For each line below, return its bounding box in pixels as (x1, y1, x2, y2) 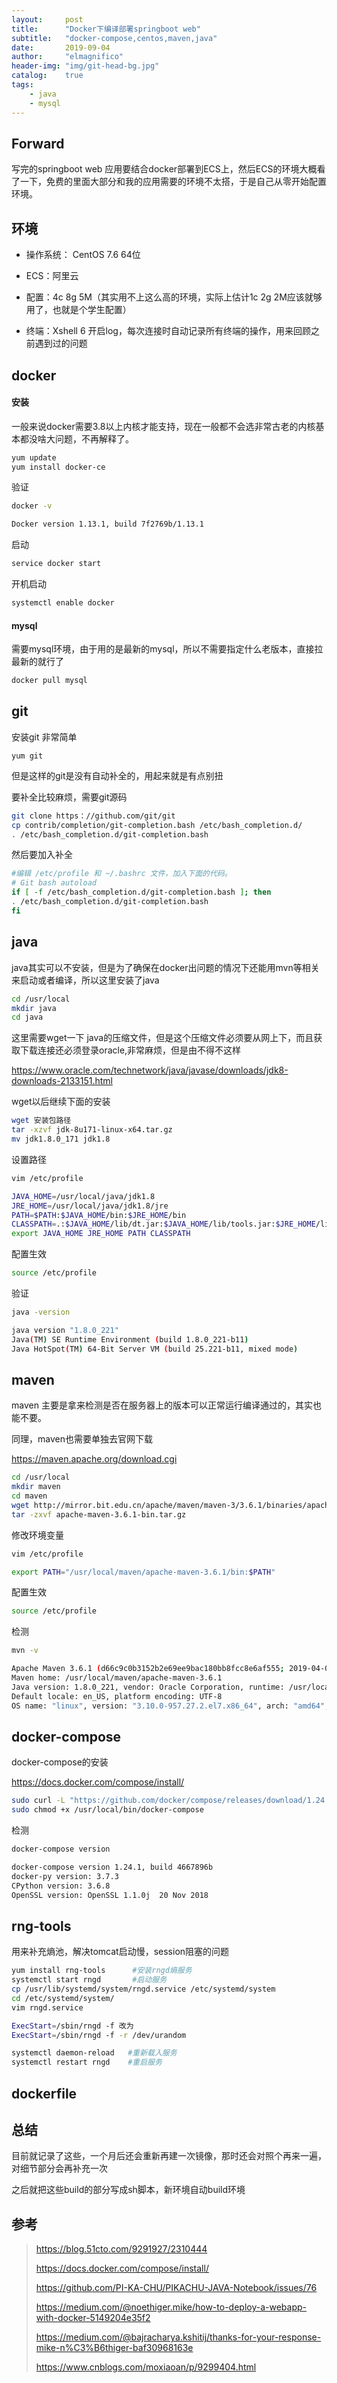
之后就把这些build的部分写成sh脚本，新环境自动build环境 (11, 2184, 246, 2196)
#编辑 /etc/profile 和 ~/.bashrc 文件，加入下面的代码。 (11, 869, 233, 879)
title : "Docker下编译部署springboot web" (11, 24, 201, 34)
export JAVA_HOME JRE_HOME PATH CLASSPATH (11, 1229, 191, 1239)
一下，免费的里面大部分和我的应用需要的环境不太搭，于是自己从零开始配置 (19, 176, 327, 188)
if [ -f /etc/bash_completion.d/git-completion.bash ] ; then (11, 887, 272, 898)
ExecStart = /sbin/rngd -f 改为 (11, 2021, 134, 2031)
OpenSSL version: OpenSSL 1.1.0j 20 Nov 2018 (11, 1890, 209, 1900)
